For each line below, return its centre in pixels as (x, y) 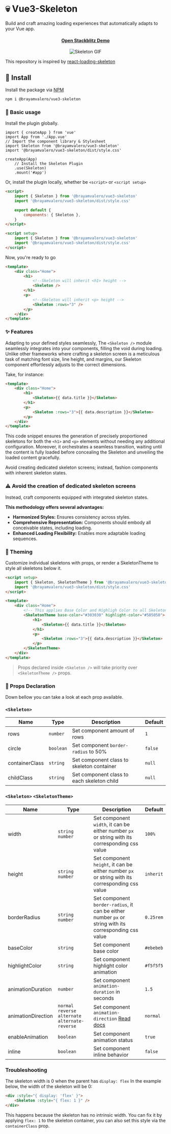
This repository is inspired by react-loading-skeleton (60, 62)
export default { (33, 210)
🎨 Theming (19, 552)
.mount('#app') (31, 173)
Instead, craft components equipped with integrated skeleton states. (77, 497)
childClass (20, 778)
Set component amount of (103, 731)
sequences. (25, 538)
